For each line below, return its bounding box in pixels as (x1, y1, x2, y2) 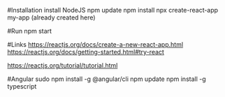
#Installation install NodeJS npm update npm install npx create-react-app (7, 6, 219, 14)
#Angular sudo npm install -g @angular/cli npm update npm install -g (7, 75, 206, 83)
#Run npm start (7, 27, 52, 35)
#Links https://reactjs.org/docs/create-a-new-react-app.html (7, 40, 184, 48)
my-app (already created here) (7, 13, 96, 22)
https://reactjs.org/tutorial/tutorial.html (7, 61, 118, 69)
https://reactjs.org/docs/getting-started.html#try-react (7, 48, 164, 56)
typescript (7, 82, 37, 90)
